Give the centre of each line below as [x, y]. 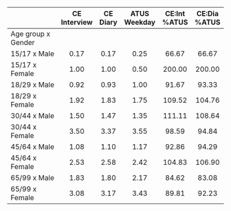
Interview [77, 22]
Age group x [30, 34]
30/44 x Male [33, 115]
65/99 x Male [33, 178]
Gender [23, 42]
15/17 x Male [33, 53]
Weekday [140, 22]
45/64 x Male [33, 147]
